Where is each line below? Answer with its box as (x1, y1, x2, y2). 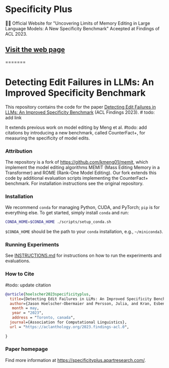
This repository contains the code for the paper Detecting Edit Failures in (5, 104, 156, 110)
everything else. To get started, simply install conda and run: (5, 210, 129, 216)
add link (5, 114, 22, 120)
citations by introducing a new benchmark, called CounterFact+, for (5, 129, 146, 135)
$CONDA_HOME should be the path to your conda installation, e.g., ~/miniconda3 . (5, 229, 163, 235)
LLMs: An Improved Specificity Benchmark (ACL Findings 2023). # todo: (5, 109, 155, 115)
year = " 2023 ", (12, 311, 44, 316)
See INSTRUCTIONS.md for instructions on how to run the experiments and (5, 253, 162, 259)
